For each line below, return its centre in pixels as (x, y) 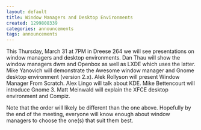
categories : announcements (40, 29)
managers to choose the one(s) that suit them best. (70, 120)
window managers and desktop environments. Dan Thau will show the (93, 58)
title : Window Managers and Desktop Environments (70, 17)
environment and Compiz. (38, 96)
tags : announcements (32, 34)
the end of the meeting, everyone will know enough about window (88, 114)
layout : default (26, 12)
